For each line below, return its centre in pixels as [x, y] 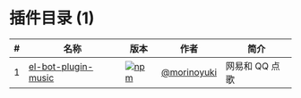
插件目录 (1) [52, 18]
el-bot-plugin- [61, 66]
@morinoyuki [189, 72]
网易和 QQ [247, 66]
